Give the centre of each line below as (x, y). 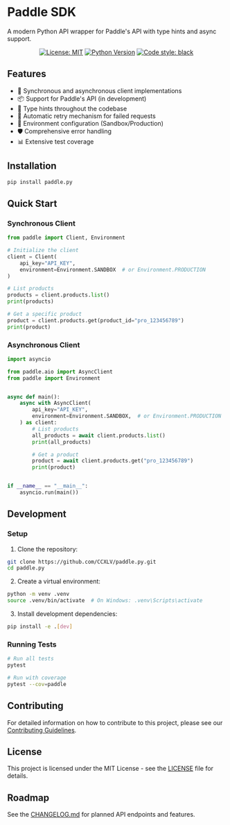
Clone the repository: (47, 549)
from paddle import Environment (54, 378)
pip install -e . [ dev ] (40, 627)
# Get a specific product (44, 314)
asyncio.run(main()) (49, 493)
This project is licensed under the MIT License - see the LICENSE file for (110, 769)
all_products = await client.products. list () (99, 435)
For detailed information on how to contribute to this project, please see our (115, 722)
